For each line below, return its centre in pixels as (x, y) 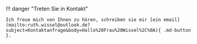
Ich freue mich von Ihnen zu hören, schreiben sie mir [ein (84, 20)
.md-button (177, 30)
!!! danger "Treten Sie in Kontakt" (47, 9)
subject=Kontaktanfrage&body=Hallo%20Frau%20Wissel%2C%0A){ (84, 30)
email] (172, 20)
